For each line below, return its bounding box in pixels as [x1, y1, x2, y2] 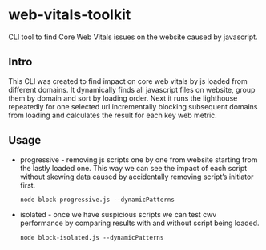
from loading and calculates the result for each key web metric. [8, 110, 218, 120]
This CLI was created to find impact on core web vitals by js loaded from [8, 76, 248, 85]
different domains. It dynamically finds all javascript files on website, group [8, 85, 256, 94]
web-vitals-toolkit [8, 6, 131, 24]
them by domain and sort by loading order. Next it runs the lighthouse [8, 93, 238, 103]
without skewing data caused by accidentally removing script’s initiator [19, 172, 254, 181]
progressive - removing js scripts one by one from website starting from [19, 154, 258, 165]
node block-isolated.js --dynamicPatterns [19, 233, 164, 241]
